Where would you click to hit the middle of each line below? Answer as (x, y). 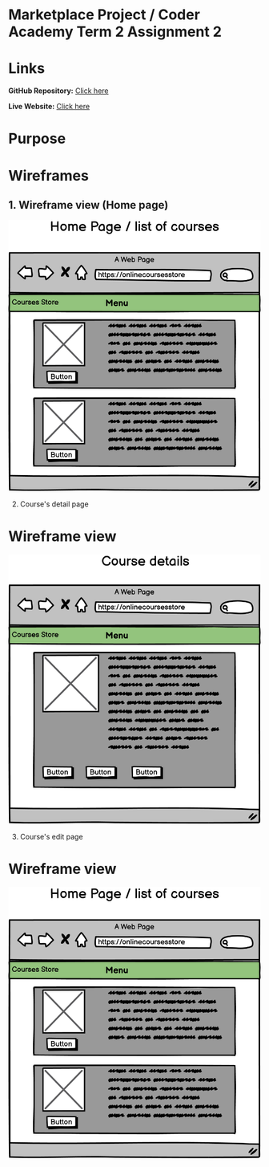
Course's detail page (54, 504)
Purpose (37, 139)
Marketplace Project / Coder (104, 15)
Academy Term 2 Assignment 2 (115, 32)
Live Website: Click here (49, 107)
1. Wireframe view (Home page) (88, 205)
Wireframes (49, 175)
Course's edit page (51, 836)
